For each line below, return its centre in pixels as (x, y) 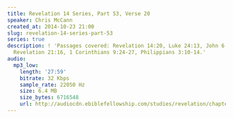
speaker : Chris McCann (40, 20)
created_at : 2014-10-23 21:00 (51, 26)
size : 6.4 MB (38, 91)
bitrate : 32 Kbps (45, 78)
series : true (26, 40)
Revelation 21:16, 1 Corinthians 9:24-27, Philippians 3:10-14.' (110, 53)
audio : (17, 59)
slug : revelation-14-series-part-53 (60, 33)
